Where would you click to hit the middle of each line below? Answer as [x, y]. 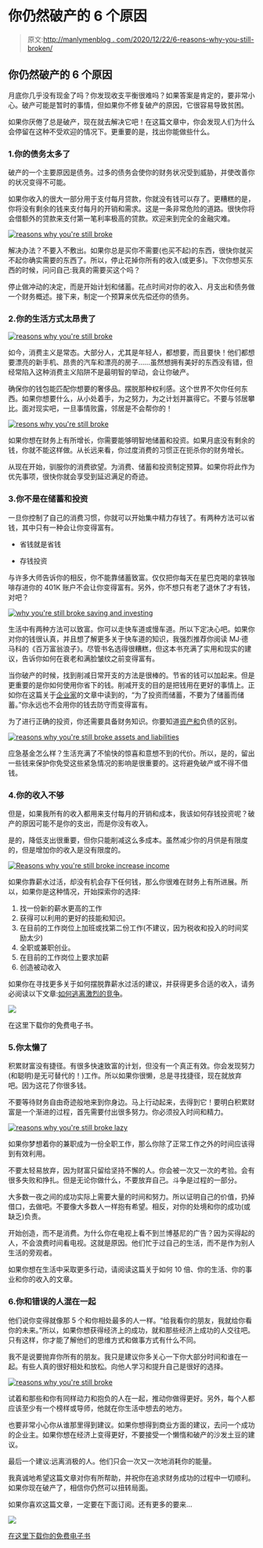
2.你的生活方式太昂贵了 [52, 319]
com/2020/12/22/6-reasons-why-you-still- [185, 39]
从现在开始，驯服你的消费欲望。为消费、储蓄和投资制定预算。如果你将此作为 [131, 467]
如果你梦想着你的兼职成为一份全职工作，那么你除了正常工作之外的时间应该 [128, 1144]
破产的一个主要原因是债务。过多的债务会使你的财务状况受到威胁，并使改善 [128, 173]
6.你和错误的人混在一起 [52, 1302]
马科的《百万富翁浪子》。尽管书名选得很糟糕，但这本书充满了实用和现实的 [126, 648]
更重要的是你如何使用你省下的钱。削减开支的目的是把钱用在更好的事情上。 [128, 685]
